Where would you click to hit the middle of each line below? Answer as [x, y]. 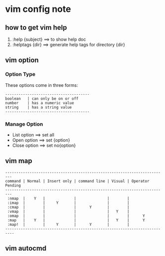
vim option [22, 60]
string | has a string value [38, 107]
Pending [13, 185]
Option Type [20, 74]
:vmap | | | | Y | [68, 211]
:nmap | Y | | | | [68, 198]
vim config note [38, 9]
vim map [19, 161]
